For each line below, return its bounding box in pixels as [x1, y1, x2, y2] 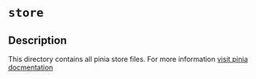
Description [8, 34, 67, 47]
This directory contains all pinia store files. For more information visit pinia [8, 55, 248, 63]
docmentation [8, 63, 54, 72]
